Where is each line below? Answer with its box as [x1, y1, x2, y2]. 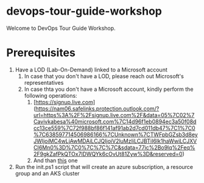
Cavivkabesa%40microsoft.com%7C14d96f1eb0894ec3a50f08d [33, 118, 197, 125]
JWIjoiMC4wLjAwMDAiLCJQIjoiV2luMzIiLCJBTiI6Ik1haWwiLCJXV [33, 137, 197, 145]
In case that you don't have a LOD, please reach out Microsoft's [24, 72, 184, 80]
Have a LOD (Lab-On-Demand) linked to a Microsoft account [15, 66, 167, 73]
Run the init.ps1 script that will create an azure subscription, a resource [15, 163, 194, 170]
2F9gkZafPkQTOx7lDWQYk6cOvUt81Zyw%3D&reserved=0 [33, 150, 183, 157]
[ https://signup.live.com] [33, 98, 96, 106]
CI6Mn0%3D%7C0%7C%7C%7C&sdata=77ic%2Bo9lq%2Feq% [33, 143, 195, 151]
